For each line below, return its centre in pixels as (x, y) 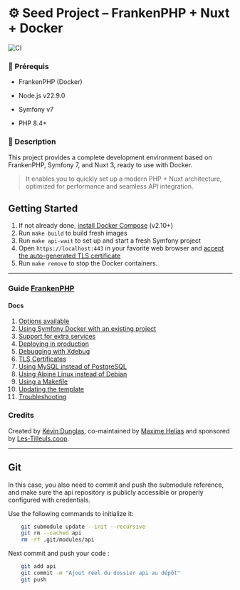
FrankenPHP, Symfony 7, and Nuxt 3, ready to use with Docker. (100, 164)
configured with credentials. (49, 500)
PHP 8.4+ (32, 123)
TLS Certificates (42, 359)
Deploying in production (54, 344)
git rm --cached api (51, 533)
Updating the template (51, 389)
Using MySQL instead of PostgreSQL (73, 367)
